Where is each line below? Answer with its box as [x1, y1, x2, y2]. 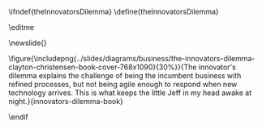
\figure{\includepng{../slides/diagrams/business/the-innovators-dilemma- [8, 54, 256, 63]
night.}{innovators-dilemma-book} [8, 97, 124, 106]
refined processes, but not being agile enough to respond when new [8, 80, 238, 89]
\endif [8, 112, 28, 122]
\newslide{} [8, 38, 47, 48]
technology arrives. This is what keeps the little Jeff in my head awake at [8, 88, 252, 98]
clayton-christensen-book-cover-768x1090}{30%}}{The [8, 62, 197, 72]
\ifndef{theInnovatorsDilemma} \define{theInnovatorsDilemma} [8, 7, 219, 16]
